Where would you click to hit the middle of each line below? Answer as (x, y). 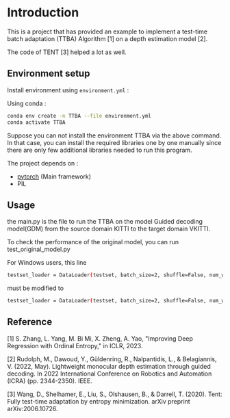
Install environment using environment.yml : (68, 90)
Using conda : (27, 103)
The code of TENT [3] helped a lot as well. (67, 52)
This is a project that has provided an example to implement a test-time (107, 31)
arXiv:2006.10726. (33, 408)
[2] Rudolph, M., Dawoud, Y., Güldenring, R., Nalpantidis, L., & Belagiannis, (112, 359)
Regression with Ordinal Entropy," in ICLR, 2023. (75, 345)
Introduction (43, 13)
